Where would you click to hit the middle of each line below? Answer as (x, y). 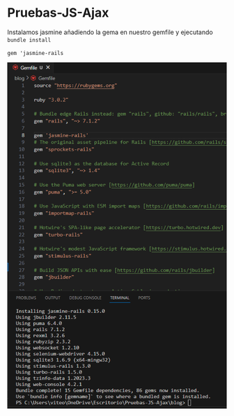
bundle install (29, 40)
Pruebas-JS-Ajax (58, 13)
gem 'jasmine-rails (36, 53)
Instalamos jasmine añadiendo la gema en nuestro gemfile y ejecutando (110, 32)
